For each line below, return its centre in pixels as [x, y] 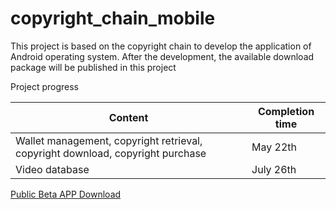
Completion [286, 111]
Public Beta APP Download [66, 194]
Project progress [45, 86]
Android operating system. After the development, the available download [162, 56]
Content [128, 117]
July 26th [274, 169]
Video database [52, 169]
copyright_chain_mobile [113, 18]
